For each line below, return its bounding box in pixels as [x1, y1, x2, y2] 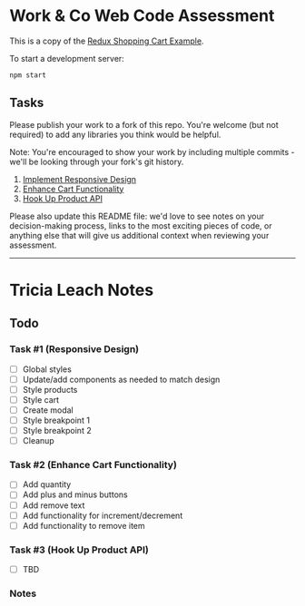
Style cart [22, 394, 60, 405]
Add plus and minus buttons [22, 489, 129, 500]
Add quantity [22, 479, 72, 490]
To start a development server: [9, 53, 124, 64]
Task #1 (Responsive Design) [9, 343, 140, 356]
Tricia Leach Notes [9, 279, 154, 300]
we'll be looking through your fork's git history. [9, 156, 184, 167]
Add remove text [22, 500, 85, 511]
